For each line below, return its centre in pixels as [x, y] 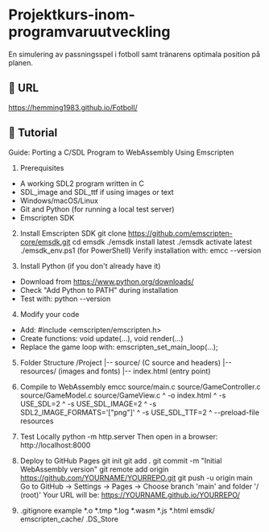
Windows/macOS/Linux [59, 200]
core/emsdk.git [45, 241]
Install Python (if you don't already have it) [90, 266]
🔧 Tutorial [33, 133]
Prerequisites [42, 167]
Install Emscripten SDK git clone [73, 233]
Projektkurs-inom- [72, 15]
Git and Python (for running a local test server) [97, 209]
